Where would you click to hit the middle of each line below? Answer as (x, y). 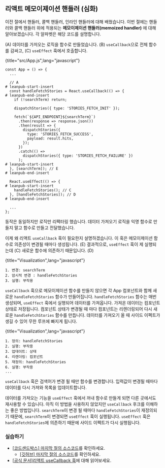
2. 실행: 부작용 (19, 346)
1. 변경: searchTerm (25, 270)
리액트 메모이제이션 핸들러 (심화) (52, 9)
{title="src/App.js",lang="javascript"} (43, 60)
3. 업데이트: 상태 (21, 351)
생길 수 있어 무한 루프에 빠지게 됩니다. (41, 321)
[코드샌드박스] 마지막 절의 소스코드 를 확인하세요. (59, 448)
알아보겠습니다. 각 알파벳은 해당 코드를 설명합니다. (53, 34)
